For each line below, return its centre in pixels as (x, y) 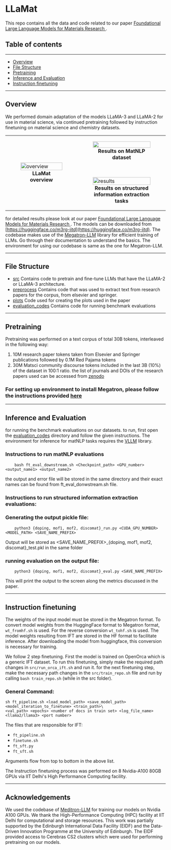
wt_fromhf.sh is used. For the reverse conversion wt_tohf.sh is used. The (82, 630)
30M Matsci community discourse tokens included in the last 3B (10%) (87, 365)
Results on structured (122, 188)
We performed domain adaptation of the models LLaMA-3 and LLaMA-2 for (84, 117)
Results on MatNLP (122, 151)
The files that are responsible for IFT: (44, 725)
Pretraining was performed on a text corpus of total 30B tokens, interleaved (84, 339)
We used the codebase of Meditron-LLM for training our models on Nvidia (83, 810)
